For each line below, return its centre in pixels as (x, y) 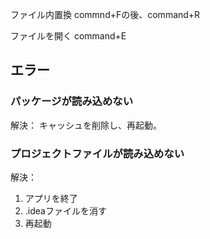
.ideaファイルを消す (65, 210)
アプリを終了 (51, 198)
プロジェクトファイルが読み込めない (97, 153)
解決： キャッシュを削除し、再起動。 (86, 125)
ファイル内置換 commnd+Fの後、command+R (105, 14)
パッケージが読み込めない (71, 101)
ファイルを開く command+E (68, 36)
